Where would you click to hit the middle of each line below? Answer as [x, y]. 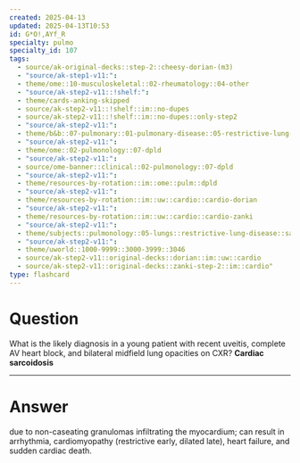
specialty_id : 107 [43, 51]
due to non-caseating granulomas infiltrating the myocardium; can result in [147, 431]
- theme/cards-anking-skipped [73, 100]
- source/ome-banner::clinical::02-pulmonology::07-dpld [125, 167]
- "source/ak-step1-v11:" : [67, 76]
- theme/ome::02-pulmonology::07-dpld [90, 150]
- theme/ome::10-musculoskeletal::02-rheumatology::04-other [133, 84]
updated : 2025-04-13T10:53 [59, 26]
